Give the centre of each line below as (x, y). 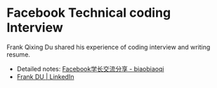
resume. (19, 54)
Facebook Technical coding (89, 13)
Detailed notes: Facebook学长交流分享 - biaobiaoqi (90, 68)
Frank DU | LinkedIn (45, 76)
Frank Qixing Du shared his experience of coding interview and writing (108, 47)
